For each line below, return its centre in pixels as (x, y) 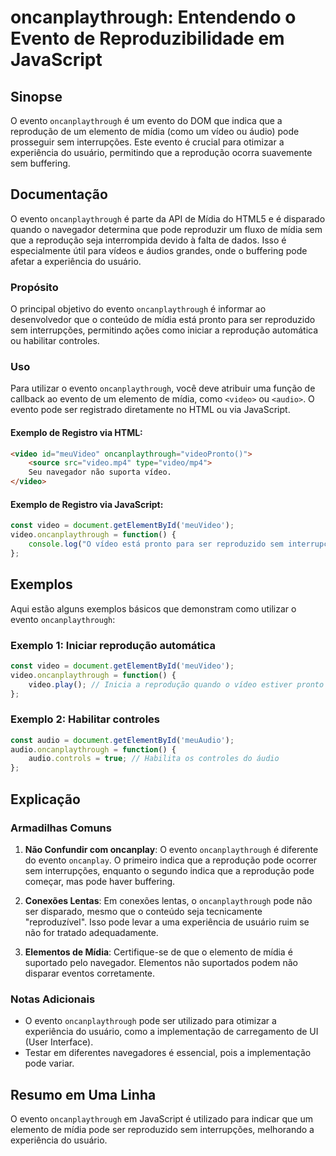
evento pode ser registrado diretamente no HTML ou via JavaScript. (150, 410)
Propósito (34, 287)
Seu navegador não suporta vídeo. (100, 472)
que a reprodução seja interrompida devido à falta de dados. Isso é (148, 240)
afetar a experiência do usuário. (76, 261)
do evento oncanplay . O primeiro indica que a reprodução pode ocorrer (171, 860)
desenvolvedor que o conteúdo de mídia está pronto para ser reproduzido (163, 320)
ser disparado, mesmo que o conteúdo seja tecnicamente (143, 911)
